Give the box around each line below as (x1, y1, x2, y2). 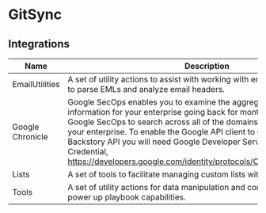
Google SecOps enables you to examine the (67, 97, 231, 108)
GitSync (8, 6, 62, 24)
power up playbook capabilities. (67, 192, 186, 203)
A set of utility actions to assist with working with (67, 74, 249, 85)
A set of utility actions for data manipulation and (67, 182, 245, 192)
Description (184, 61, 230, 71)
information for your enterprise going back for (67, 107, 238, 117)
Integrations (8, 37, 70, 51)
